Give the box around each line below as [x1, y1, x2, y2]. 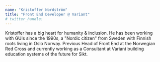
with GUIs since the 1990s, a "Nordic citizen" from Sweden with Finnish [5, 35, 152, 41]
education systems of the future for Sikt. [5, 51, 88, 57]
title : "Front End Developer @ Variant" [5, 12, 90, 17]
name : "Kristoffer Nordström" [5, 7, 68, 12]
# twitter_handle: [5, 16, 43, 21]
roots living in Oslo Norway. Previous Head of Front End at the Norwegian [5, 41, 156, 47]
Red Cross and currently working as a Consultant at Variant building [5, 46, 144, 52]
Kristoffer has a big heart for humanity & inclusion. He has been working [5, 30, 153, 36]
